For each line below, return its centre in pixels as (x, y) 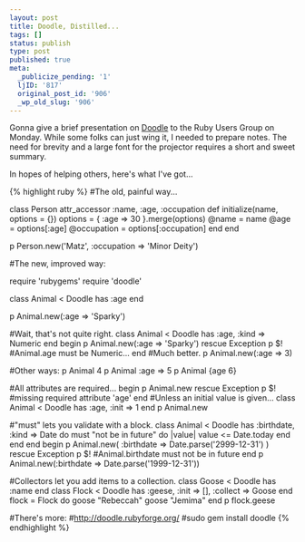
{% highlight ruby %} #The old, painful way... (93, 192)
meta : (20, 69)
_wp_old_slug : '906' (56, 102)
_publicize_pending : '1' (64, 77)
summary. (28, 157)
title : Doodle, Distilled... (64, 26)
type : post (30, 52)
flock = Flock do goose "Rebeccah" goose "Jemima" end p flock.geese (143, 500)
